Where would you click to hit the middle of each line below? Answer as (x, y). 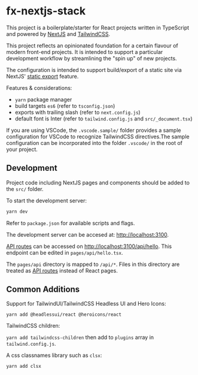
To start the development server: (47, 200)
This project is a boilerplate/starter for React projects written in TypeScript (98, 28)
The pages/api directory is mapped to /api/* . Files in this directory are (93, 264)
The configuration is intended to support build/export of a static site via (94, 69)
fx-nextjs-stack (46, 11)
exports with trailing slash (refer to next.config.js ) (77, 112)
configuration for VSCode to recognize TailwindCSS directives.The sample (98, 137)
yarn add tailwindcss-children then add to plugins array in (80, 337)
